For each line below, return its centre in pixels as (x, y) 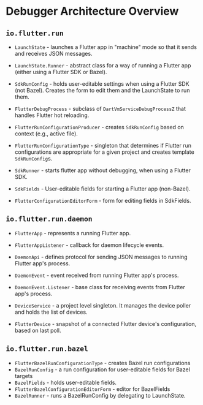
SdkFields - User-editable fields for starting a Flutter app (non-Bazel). (102, 189)
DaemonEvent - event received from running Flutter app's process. (97, 275)
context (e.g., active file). (46, 134)
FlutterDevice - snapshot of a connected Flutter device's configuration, (105, 324)
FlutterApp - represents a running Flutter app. (73, 233)
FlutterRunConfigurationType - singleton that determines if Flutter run (103, 146)
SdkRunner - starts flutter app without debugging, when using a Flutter (102, 170)
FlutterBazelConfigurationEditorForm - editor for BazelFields (92, 389)
